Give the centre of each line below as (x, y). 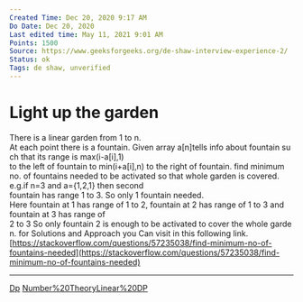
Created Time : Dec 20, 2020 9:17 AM (78, 18)
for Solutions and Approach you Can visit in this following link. (133, 233)
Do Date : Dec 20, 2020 (52, 26)
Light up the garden (84, 113)
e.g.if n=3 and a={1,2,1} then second (77, 185)
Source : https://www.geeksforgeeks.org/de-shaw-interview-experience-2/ (149, 51)
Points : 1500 (34, 43)
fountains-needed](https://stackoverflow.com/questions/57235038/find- (145, 252)
